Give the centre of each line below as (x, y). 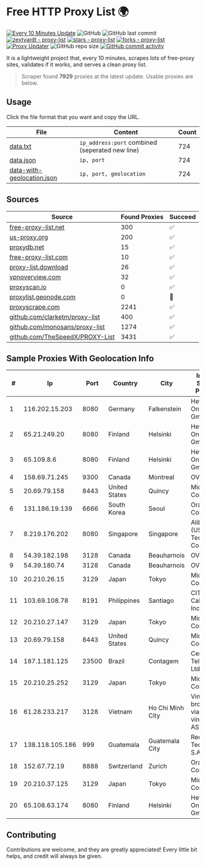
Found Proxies (142, 216)
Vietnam (120, 712)
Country (125, 383)
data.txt (21, 146)
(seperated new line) (109, 150)
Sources (23, 200)
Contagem (163, 661)
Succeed (183, 216)
